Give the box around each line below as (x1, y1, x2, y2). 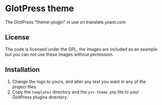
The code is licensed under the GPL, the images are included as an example (5, 46, 158, 52)
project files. (12, 84, 37, 89)
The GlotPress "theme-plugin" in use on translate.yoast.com (5, 19, 126, 25)
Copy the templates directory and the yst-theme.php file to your (12, 89, 140, 95)
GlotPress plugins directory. (12, 94, 68, 100)
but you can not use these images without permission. (5, 51, 114, 57)
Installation (5, 65, 40, 74)
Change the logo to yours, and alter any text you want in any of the (12, 79, 146, 84)
